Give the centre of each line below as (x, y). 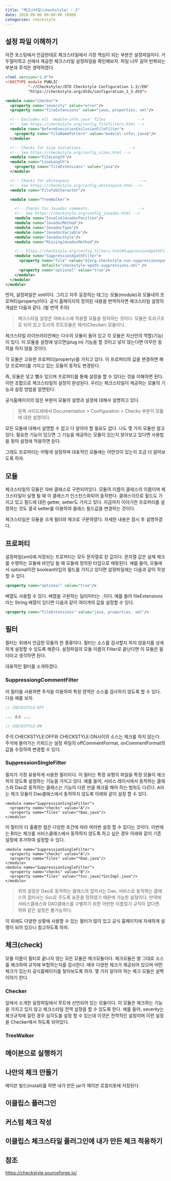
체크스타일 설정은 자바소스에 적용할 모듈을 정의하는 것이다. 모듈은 (82, 319)
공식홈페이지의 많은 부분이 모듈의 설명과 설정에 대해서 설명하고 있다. (73, 400)
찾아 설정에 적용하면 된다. (36, 441)
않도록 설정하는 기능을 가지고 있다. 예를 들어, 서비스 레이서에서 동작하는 (85, 781)
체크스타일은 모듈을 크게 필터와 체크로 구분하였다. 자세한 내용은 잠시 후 (75, 519)
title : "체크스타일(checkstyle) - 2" (42, 10)
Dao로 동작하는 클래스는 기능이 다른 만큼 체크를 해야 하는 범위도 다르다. (85, 787)
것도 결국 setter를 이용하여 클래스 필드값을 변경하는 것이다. (77, 509)
